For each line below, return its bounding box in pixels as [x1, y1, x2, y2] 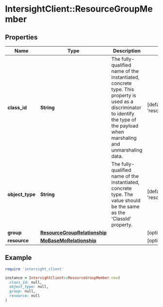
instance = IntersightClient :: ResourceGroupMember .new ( [5, 275, 120, 280]
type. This [111, 86, 134, 93]
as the [111, 209, 126, 216]
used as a [111, 98, 133, 105]
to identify [111, 110, 134, 117]
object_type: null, [9, 284, 49, 290]
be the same [111, 203, 140, 210]
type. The [111, 191, 133, 198]
